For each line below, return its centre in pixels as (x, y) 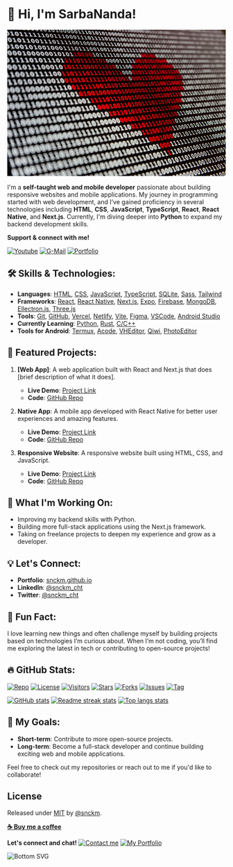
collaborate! (24, 775)
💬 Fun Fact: (32, 617)
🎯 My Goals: (34, 722)
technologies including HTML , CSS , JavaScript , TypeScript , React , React (113, 209)
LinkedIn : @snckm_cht (50, 588)
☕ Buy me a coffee (34, 827)
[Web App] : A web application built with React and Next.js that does (114, 369)
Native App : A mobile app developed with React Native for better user (118, 411)
